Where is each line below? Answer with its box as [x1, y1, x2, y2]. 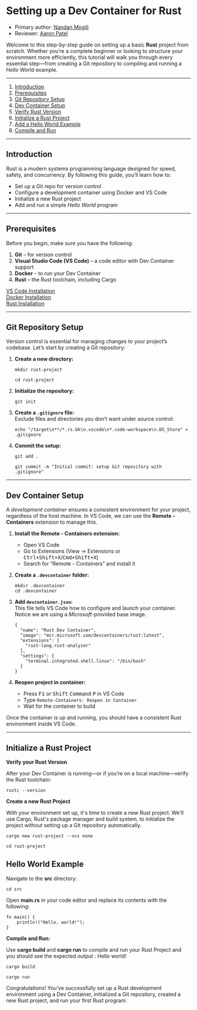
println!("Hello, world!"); [16, 919, 85, 925]
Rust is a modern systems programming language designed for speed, [6, 165, 176, 172]
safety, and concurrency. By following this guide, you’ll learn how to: [6, 171, 171, 178]
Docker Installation [6, 293, 52, 300]
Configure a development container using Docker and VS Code [14, 189, 167, 196]
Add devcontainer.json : [14, 598, 73, 606]
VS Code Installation [6, 287, 56, 295]
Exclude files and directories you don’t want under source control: [14, 416, 174, 423]
